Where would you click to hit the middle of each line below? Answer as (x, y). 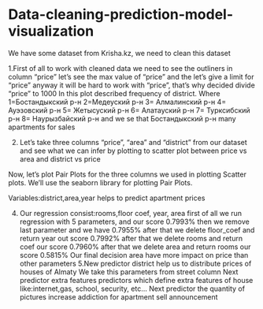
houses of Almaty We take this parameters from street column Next (129, 272)
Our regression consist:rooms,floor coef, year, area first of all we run (131, 213)
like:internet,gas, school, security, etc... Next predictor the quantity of (132, 289)
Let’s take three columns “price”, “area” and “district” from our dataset (133, 142)
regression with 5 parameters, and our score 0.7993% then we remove (134, 222)
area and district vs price (60, 158)
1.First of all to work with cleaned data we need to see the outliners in (120, 68)
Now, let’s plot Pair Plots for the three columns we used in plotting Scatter (127, 174)
